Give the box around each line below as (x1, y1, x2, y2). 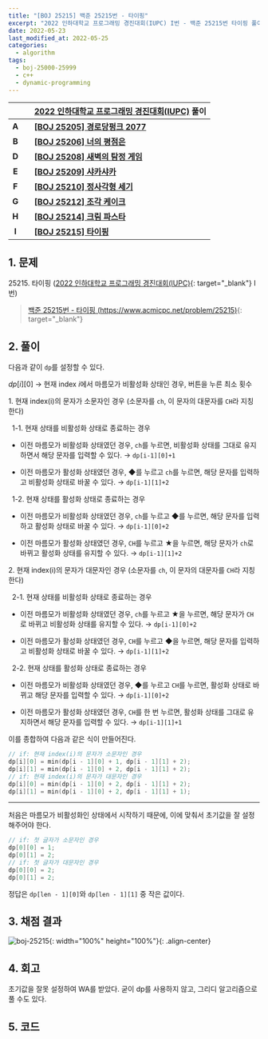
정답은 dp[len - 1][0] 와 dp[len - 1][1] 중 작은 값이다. (8, 889, 185, 898)
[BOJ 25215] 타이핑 (34, 226, 109, 237)
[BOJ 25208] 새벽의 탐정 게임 (34, 151, 143, 162)
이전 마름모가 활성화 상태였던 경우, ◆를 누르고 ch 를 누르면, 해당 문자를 (19, 467, 238, 477)
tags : (8, 57, 26, 65)
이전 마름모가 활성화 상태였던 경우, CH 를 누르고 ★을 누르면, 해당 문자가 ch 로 (19, 538, 254, 548)
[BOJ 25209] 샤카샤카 (34, 166, 116, 177)
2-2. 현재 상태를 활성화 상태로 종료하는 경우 (11, 663, 148, 673)
